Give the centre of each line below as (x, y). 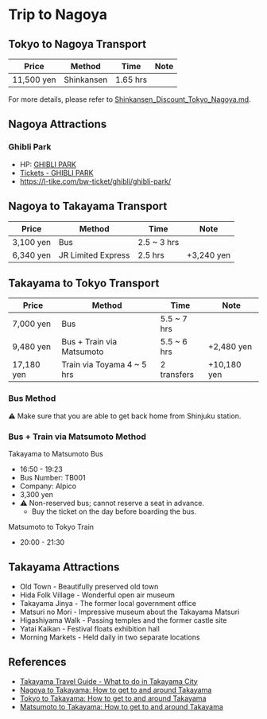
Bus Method (32, 398)
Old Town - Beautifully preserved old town (89, 586)
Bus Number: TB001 (52, 477)
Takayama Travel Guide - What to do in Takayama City (109, 681)
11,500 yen (34, 80)
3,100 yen (32, 242)
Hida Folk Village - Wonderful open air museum (97, 595)
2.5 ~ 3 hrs (159, 242)
